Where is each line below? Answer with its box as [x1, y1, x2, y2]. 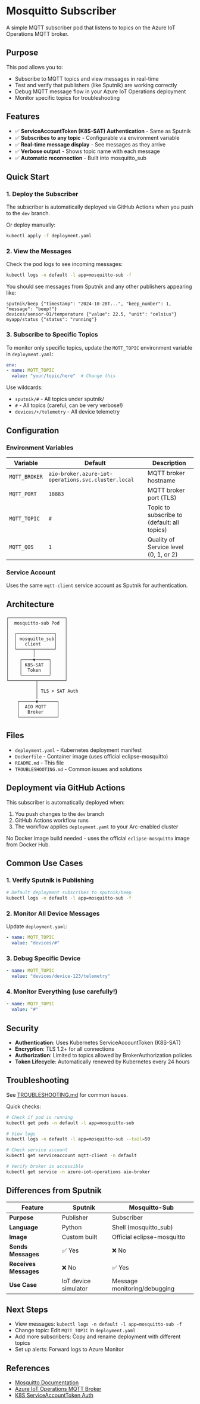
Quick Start [6, 172, 49, 182]
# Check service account [6, 1147, 68, 1153]
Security [6, 1023, 39, 1033]
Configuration [6, 426, 60, 436]
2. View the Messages [6, 247, 71, 255]
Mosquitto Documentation [14, 1379, 79, 1386]
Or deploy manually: [6, 221, 55, 228]
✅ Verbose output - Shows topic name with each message [14, 148, 161, 155]
